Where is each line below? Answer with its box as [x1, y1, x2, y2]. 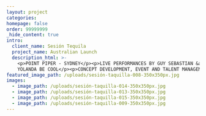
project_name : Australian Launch [12, 49, 97, 55]
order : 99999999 [6, 26, 48, 33]
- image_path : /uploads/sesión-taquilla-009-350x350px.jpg [12, 100, 166, 106]
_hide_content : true [6, 32, 59, 38]
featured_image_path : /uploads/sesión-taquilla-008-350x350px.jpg [6, 72, 180, 78]
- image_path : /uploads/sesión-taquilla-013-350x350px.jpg [12, 89, 166, 95]
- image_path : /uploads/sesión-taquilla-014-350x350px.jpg [12, 83, 166, 90]
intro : [6, 37, 23, 44]
